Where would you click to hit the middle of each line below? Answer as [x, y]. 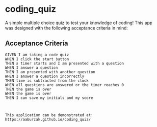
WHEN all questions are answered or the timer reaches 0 [65, 85]
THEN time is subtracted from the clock [47, 80]
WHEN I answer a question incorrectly [45, 76]
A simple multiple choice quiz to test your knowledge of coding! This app [79, 23]
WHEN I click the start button [37, 59]
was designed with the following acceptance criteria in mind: [66, 28]
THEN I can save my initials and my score [49, 98]
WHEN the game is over [28, 94]
